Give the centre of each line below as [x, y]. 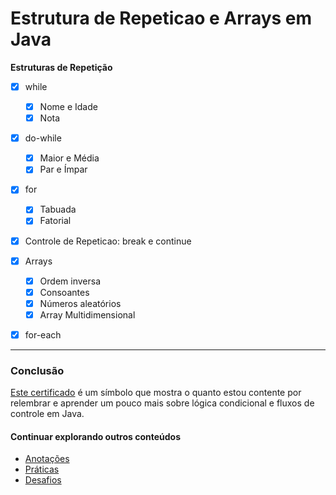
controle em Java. [47, 414]
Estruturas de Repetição [61, 67]
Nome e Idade [68, 106]
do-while [43, 138]
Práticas [42, 469]
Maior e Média [69, 158]
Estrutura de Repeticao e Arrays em [161, 18]
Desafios [43, 480]
